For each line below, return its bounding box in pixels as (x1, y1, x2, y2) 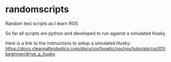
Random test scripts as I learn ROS (5, 20, 78, 26)
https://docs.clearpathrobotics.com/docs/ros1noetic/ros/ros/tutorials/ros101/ (5, 45, 166, 51)
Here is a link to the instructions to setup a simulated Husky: (5, 40, 131, 46)
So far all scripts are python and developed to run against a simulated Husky (5, 30, 165, 36)
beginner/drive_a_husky (5, 51, 55, 57)
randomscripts (5, 4, 69, 15)
